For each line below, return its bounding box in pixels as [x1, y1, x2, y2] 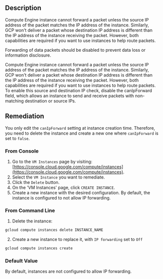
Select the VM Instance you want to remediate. [12, 174, 105, 180]
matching [5, 98, 24, 104]
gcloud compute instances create [5, 246, 73, 251]
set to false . [5, 135, 30, 141]
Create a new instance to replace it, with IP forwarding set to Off [12, 237, 143, 242]
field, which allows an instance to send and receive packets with [5, 93, 134, 99]
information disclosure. [5, 52, 52, 58]
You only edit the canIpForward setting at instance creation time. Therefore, [5, 125, 155, 131]
